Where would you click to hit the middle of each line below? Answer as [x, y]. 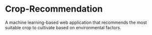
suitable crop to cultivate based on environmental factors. [63, 27]
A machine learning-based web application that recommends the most [76, 22]
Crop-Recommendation [54, 9]
